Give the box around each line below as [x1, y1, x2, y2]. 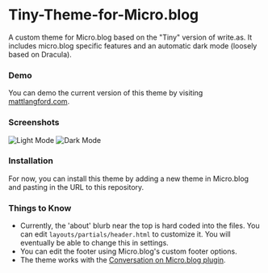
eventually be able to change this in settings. [19, 238, 170, 248]
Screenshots [8, 117, 60, 128]
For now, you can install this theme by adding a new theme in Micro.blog [8, 174, 249, 183]
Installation [8, 155, 54, 166]
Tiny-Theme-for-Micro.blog [8, 6, 199, 24]
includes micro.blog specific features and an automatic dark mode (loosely [8, 40, 258, 50]
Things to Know [8, 202, 72, 213]
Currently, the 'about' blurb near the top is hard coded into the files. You [19, 220, 260, 231]
